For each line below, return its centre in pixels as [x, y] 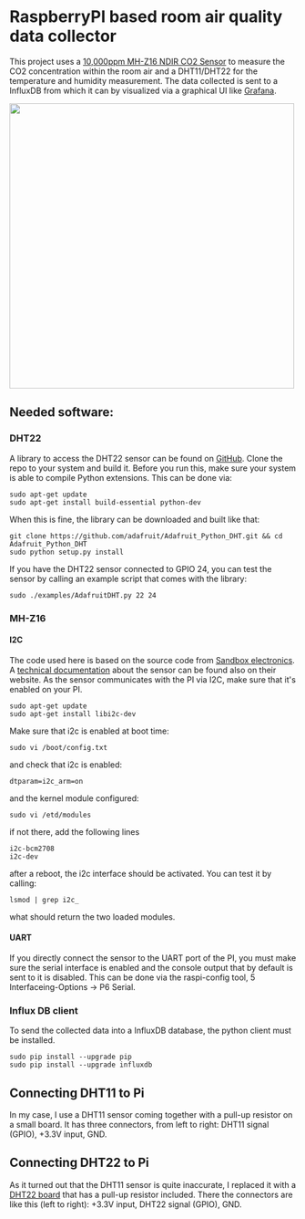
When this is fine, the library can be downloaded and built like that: [135, 519]
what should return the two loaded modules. [92, 917]
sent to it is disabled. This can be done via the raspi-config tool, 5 [132, 977]
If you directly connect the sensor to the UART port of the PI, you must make [153, 958]
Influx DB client [44, 1010]
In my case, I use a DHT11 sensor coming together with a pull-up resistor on [151, 1115]
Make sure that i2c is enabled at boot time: [90, 731]
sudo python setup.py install [67, 552]
